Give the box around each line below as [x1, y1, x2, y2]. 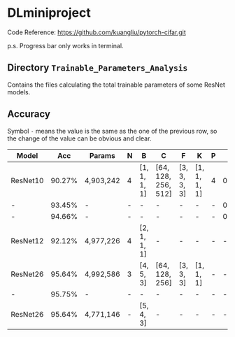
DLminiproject [7, 5, 91, 21]
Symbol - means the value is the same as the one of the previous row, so [7, 127, 218, 135]
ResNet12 [10, 236, 44, 245]
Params [90, 150, 115, 160]
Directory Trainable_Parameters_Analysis [7, 62, 188, 74]
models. [7, 87, 31, 96]
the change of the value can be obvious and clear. [7, 134, 152, 143]
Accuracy [7, 108, 51, 120]
